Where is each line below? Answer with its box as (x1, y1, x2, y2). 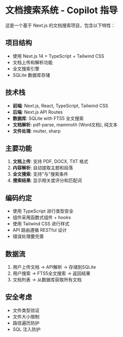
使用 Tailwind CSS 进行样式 (12, 221, 70, 227)
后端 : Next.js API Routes (12, 109, 63, 115)
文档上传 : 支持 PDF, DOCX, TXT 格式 (12, 158, 89, 164)
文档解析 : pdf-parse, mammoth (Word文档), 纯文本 (12, 121, 118, 128)
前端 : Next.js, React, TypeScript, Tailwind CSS (12, 102, 109, 109)
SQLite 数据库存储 (12, 72, 51, 78)
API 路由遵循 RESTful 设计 (12, 227, 67, 233)
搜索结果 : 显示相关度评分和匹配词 (12, 178, 82, 184)
